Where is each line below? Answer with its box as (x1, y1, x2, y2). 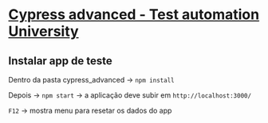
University (8, 22, 79, 40)
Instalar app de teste (8, 54, 113, 67)
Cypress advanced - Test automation (8, 6, 260, 24)
